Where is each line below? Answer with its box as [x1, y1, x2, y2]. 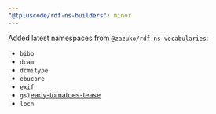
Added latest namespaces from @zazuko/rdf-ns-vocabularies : [8, 33, 209, 42]
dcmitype [19, 66, 49, 75]
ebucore [19, 75, 45, 83]
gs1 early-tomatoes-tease [19, 90, 101, 99]
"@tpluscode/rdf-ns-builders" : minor [8, 11, 132, 20]
